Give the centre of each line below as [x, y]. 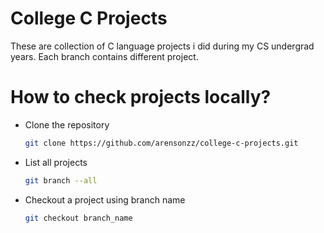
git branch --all [61, 180]
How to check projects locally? [141, 97]
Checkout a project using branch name [105, 199]
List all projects [56, 162]
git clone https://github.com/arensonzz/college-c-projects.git [161, 143]
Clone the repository [67, 124]
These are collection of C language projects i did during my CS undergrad [162, 46]
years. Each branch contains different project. [104, 56]
